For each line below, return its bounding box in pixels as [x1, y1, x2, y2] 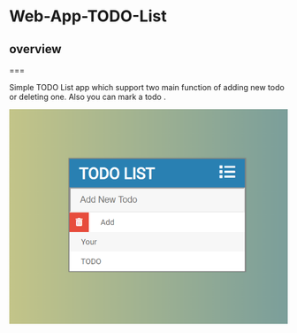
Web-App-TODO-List [9, 6, 167, 27]
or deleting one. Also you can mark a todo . [9, 91, 166, 102]
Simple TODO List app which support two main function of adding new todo [9, 82, 285, 92]
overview [9, 42, 62, 57]
